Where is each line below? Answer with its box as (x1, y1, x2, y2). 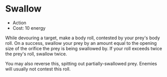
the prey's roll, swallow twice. (5, 51, 67, 57)
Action (12, 20, 27, 26)
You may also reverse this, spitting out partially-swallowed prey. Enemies (5, 60, 157, 66)
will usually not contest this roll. (5, 66, 71, 72)
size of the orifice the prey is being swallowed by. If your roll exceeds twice (5, 45, 162, 51)
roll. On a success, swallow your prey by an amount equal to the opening (5, 40, 157, 46)
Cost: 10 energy (12, 25, 46, 31)
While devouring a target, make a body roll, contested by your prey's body (5, 35, 160, 41)
